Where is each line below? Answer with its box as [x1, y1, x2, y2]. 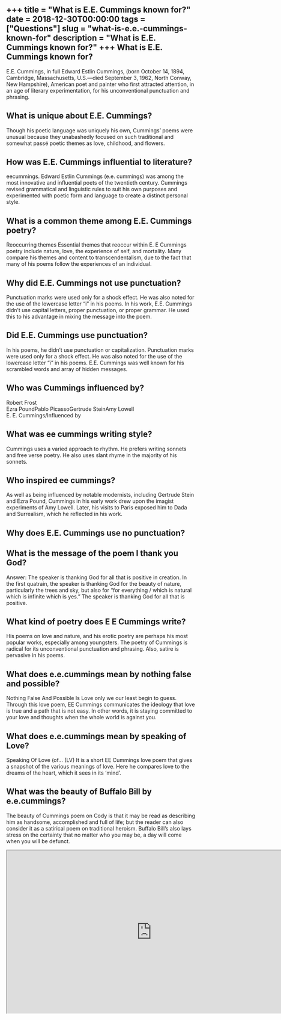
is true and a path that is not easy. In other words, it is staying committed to [6, 707, 193, 714]
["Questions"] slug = [6, 23, 86, 34]
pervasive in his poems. [6, 652, 65, 659]
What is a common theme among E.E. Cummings [6, 216, 192, 226]
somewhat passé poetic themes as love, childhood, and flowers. [6, 140, 165, 147]
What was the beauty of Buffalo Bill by [6, 787, 152, 797]
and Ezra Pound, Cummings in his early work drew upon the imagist [6, 497, 174, 505]
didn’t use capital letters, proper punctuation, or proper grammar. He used [6, 307, 190, 314]
